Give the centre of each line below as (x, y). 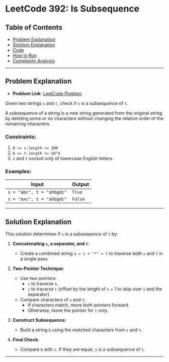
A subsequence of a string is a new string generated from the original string (84, 113)
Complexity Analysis (34, 61)
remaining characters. (28, 123)
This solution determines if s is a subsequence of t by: (62, 234)
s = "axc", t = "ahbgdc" (37, 199)
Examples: (18, 172)
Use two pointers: (38, 278)
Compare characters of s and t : (53, 300)
